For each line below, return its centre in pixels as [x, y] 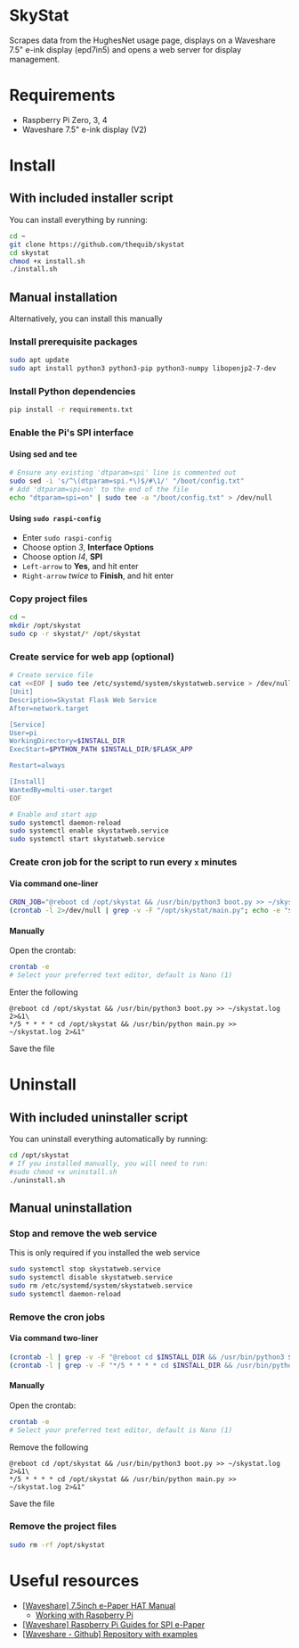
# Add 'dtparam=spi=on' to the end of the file [99, 490]
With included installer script [91, 199]
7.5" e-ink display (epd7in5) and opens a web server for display [125, 49]
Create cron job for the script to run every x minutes [123, 862]
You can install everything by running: [79, 219]
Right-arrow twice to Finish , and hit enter [98, 576]
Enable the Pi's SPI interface [72, 433]
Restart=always [37, 766]
